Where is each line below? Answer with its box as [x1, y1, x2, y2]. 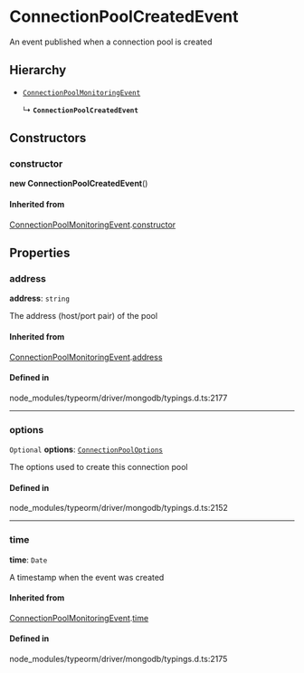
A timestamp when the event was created [9, 572, 165, 582]
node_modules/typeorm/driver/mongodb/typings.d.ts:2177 [9, 392, 228, 403]
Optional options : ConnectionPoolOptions [9, 444, 164, 455]
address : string [9, 293, 71, 304]
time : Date [9, 554, 48, 565]
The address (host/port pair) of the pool [9, 311, 158, 322]
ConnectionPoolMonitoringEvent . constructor [9, 219, 176, 230]
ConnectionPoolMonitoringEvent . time [9, 612, 149, 623]
